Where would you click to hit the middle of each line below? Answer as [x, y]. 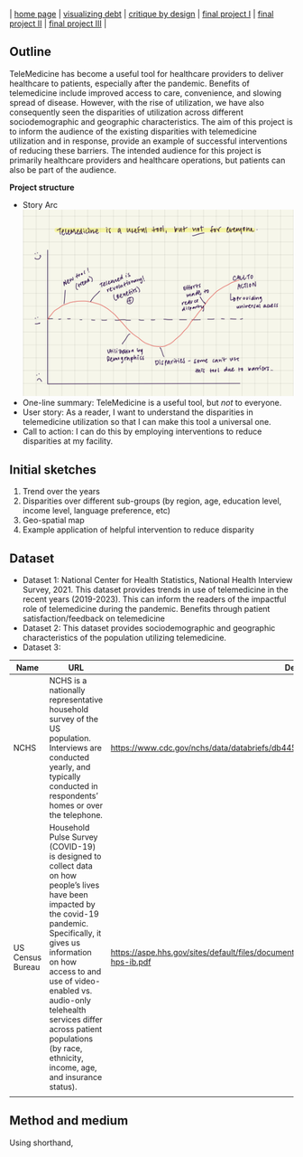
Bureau [27, 966]
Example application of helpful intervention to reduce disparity [138, 530]
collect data [71, 866]
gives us [65, 943]
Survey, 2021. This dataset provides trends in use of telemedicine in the [155, 590]
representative [76, 700]
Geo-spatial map [54, 521]
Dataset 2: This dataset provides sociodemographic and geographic [149, 628]
